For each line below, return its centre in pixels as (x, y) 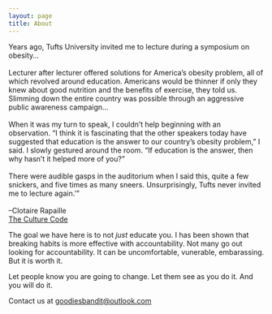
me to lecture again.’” (44, 193)
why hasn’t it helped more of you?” (67, 158)
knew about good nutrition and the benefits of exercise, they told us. (123, 89)
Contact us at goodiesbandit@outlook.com (80, 300)
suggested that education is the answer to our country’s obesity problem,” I (134, 141)
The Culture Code (38, 219)
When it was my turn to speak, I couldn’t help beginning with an (115, 124)
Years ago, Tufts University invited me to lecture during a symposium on (129, 46)
